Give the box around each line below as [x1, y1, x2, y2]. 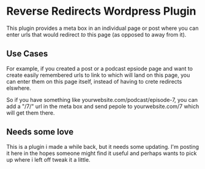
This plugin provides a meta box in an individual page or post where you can [6, 24, 199, 32]
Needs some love [6, 127, 74, 137]
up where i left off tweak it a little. [6, 156, 91, 163]
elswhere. [6, 84, 32, 92]
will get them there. [6, 109, 55, 117]
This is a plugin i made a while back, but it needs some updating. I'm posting [6, 143, 199, 150]
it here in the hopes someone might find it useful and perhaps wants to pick [6, 149, 197, 157]
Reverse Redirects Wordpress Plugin [6, 4, 196, 18]
